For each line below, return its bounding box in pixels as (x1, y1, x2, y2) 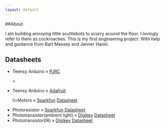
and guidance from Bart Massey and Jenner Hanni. (5, 41, 109, 47)
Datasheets (5, 56, 41, 64)
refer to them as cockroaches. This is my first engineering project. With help (5, 36, 161, 42)
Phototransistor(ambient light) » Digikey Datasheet (12, 112, 115, 118)
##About (5, 21, 23, 27)
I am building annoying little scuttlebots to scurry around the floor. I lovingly (5, 30, 159, 36)
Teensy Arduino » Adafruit (12, 88, 66, 94)
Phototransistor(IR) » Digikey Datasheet (12, 118, 93, 124)
